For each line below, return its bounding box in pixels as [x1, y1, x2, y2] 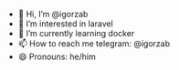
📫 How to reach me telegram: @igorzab [17, 38, 171, 49]
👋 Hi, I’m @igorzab [17, 9, 89, 19]
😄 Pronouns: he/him [17, 51, 96, 62]
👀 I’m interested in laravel [17, 18, 114, 29]
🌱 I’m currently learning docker [17, 28, 135, 38]
